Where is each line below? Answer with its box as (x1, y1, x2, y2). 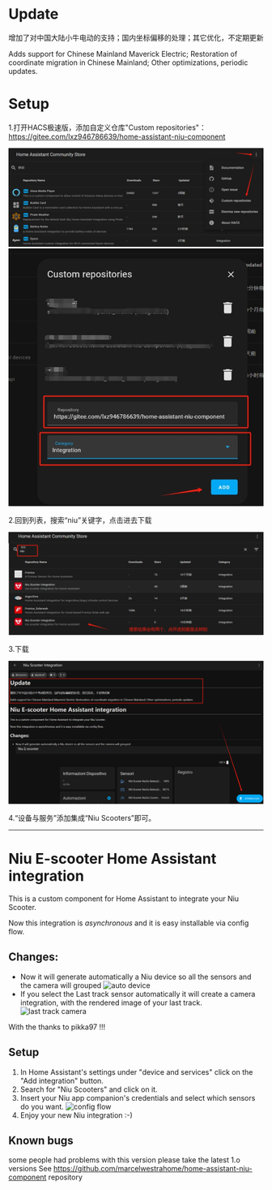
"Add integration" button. (19, 1076, 104, 1085)
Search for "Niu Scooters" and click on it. (19, 1084, 158, 1094)
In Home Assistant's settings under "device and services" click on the (19, 1067, 253, 1076)
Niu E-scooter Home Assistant (8, 850, 217, 869)
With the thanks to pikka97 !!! (8, 1022, 106, 1032)
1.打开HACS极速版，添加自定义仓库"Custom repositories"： (8, 123, 206, 132)
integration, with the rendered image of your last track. (19, 998, 202, 1007)
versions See (8, 1164, 53, 1174)
